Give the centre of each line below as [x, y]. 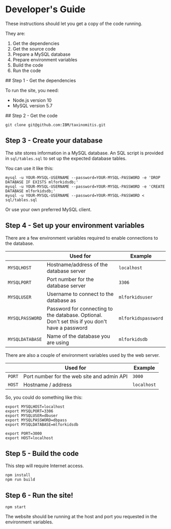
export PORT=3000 [24, 433]
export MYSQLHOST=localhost [35, 407]
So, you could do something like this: [44, 397]
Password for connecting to [80, 309]
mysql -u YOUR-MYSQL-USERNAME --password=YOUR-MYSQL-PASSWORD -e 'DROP [83, 177]
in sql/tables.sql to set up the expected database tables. [66, 158]
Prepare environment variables [45, 59]
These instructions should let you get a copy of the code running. [74, 24]
